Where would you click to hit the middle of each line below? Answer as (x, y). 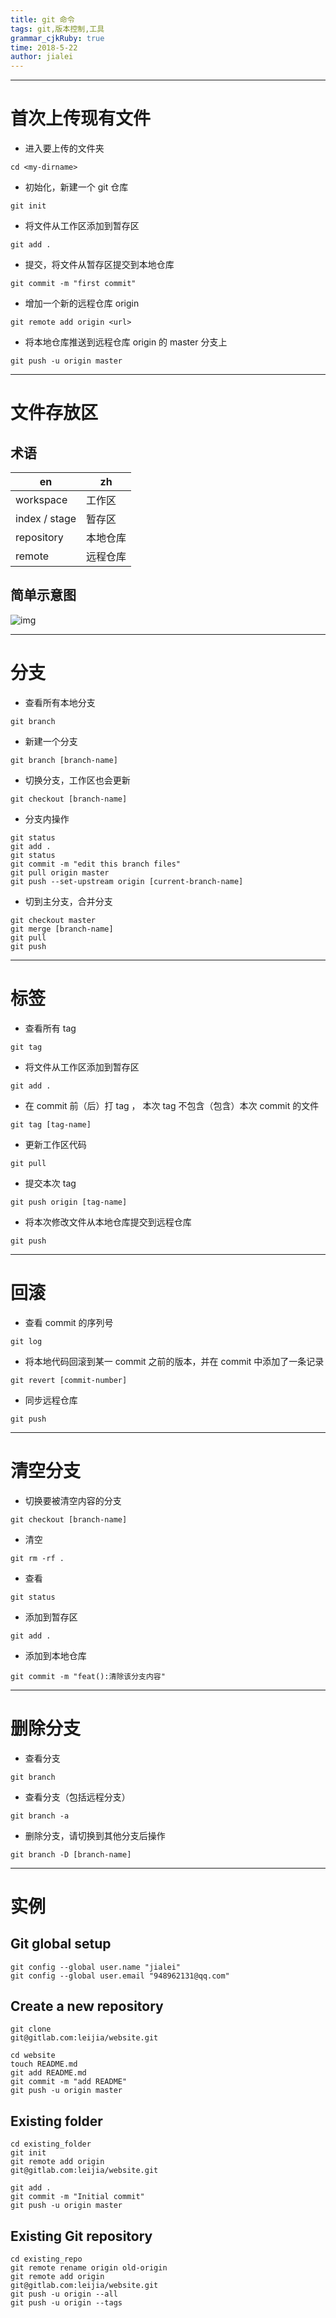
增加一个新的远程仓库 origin (82, 303)
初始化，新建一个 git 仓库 (76, 187)
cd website (33, 2056)
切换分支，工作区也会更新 (77, 780)
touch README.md (44, 2064)
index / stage (46, 519)
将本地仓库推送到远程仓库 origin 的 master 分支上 (126, 342)
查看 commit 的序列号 (69, 1322)
